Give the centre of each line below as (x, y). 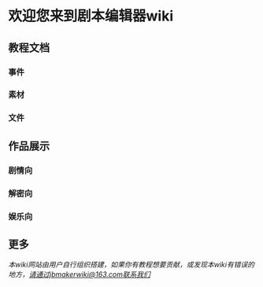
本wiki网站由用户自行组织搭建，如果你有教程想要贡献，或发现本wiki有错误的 (131, 265)
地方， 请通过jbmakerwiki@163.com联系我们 (80, 274)
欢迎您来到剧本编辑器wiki (91, 16)
